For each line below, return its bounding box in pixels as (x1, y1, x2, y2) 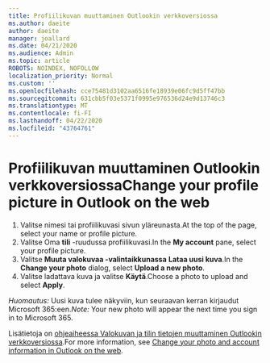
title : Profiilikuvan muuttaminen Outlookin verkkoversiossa (8, 11, 218, 20)
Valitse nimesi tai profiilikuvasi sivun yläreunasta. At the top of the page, (19, 219, 257, 230)
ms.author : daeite (8, 19, 70, 27)
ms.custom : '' (8, 79, 56, 87)
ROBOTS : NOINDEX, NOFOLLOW (8, 65, 99, 73)
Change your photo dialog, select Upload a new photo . (19, 263, 206, 273)
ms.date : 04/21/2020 (8, 42, 78, 50)
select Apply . (19, 280, 65, 290)
